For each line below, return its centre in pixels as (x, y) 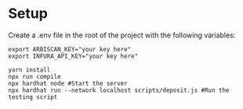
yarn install (29, 70)
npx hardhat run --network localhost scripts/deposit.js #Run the (119, 90)
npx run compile (34, 76)
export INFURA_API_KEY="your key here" (73, 56)
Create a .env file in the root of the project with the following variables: (122, 35)
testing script (33, 97)
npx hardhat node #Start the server (68, 83)
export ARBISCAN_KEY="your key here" (70, 49)
